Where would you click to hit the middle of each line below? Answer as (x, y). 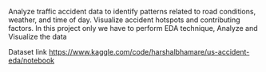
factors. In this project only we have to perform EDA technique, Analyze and (133, 28)
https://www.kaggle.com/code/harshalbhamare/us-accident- (149, 52)
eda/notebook (31, 60)
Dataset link (28, 52)
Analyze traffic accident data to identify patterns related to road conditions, (132, 11)
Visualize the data (38, 36)
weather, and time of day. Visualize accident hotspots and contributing (125, 20)
